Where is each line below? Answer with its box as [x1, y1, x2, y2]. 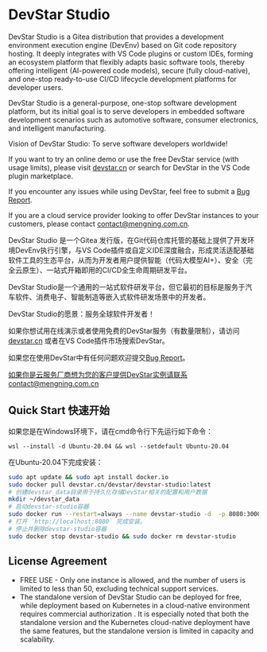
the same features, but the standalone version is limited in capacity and [19, 627, 254, 636]
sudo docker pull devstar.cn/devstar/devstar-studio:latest [8, 480, 212, 489]
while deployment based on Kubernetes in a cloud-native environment [19, 601, 250, 611]
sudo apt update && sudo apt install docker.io [8, 473, 169, 481]
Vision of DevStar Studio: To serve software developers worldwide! [8, 139, 228, 148]
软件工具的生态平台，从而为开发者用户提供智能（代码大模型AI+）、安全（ [8, 255, 246, 264]
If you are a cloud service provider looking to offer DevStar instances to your [8, 210, 259, 220]
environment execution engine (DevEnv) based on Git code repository [8, 40, 237, 49]
